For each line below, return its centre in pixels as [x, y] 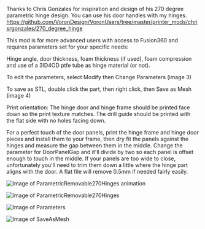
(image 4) [19, 95]
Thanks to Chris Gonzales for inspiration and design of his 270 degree [95, 9]
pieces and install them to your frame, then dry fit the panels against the [98, 139]
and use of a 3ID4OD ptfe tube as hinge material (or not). [78, 65]
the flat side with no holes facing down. [56, 120]
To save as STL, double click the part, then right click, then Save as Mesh [99, 89]
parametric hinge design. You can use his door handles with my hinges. [97, 15]
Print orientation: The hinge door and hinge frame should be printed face [98, 107]
